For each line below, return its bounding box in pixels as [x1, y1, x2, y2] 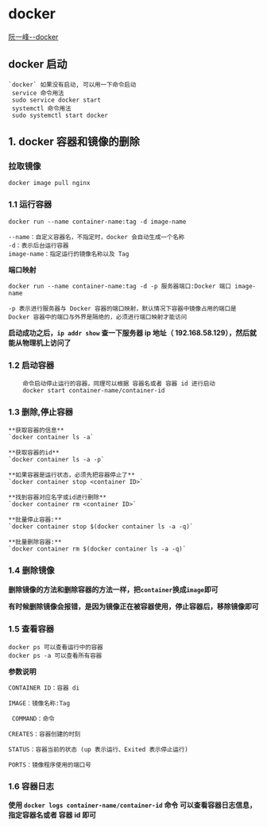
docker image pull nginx [8, 180, 91, 187]
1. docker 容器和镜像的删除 [8, 135, 141, 149]
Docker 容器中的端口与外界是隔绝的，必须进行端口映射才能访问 [8, 313, 188, 321]
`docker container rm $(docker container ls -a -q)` [8, 545, 187, 553]
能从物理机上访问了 [8, 338, 72, 347]
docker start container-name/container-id [22, 387, 165, 395]
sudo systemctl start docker [11, 111, 109, 119]
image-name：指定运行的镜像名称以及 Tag [8, 249, 130, 258]
